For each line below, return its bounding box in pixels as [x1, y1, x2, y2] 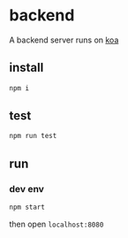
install [9, 60, 44, 75]
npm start [9, 203, 46, 211]
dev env [9, 182, 44, 195]
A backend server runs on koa [9, 35, 119, 45]
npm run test [9, 132, 57, 141]
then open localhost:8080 [9, 219, 104, 229]
